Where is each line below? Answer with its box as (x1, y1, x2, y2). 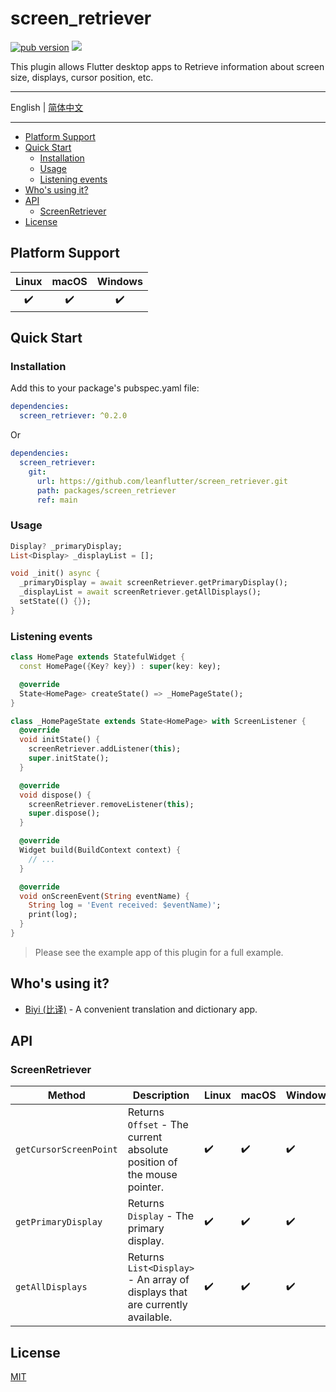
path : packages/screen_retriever (36, 485, 177, 496)
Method (47, 1088, 86, 1102)
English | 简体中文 (10, 101, 84, 113)
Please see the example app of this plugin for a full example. (34, 946, 284, 958)
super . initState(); (28, 753, 110, 764)
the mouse (127, 1168, 178, 1182)
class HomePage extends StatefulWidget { (10, 652, 186, 662)
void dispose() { (19, 790, 92, 800)
